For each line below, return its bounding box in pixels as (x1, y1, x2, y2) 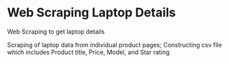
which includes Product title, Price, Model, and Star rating (7, 48, 170, 56)
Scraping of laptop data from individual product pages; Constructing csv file (7, 40, 222, 49)
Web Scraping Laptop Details (7, 5, 176, 21)
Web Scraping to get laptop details (7, 27, 105, 36)
